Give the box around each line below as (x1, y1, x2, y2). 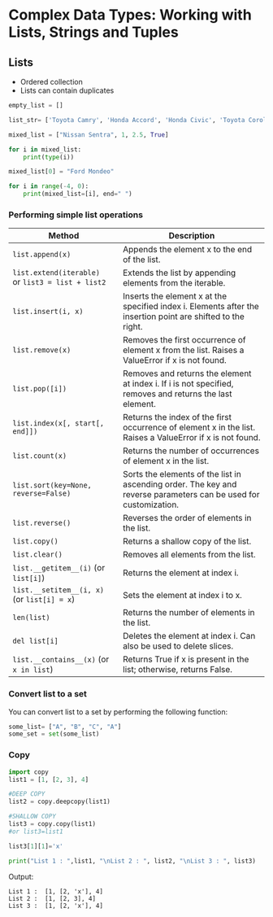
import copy (8, 767, 49, 776)
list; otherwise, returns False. (123, 664, 233, 675)
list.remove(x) (12, 346, 71, 355)
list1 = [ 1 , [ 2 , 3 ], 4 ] (8, 775, 89, 784)
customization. (123, 499, 180, 510)
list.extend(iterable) (12, 269, 100, 277)
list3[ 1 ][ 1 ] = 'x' (8, 842, 63, 850)
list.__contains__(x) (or (12, 653, 110, 665)
